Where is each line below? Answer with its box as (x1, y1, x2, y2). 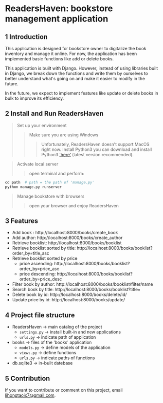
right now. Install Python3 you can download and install (41, 147, 152, 152)
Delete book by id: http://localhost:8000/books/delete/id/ (12, 292, 127, 297)
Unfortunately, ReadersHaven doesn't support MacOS (41, 141, 150, 147)
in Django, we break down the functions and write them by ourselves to (5, 71, 148, 76)
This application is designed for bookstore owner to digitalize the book (5, 46, 146, 51)
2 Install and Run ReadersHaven (5, 110, 104, 118)
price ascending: (19, 261, 54, 267)
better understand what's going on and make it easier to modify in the (5, 76, 145, 81)
